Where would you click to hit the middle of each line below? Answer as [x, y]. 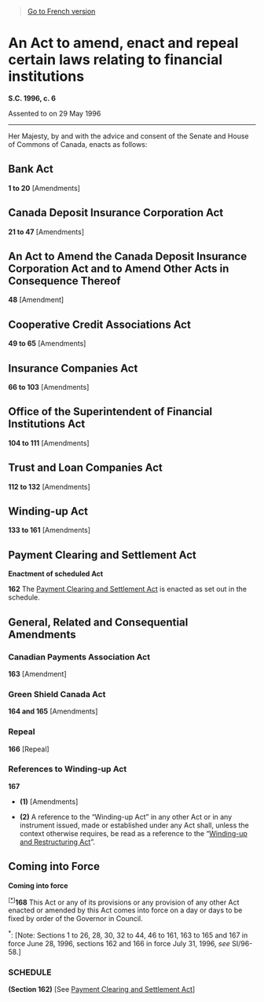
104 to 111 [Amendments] [49, 442]
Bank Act [31, 169]
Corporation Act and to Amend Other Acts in [119, 268]
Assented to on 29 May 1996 [55, 113]
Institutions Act [47, 424]
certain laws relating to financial [115, 60]
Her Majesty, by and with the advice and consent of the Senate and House [128, 136]
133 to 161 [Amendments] [49, 530]
